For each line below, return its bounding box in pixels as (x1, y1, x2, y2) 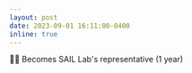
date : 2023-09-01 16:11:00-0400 (9, 21, 130, 30)
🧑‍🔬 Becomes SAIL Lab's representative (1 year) (9, 54, 184, 65)
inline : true (9, 29, 58, 38)
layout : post (9, 12, 58, 22)
